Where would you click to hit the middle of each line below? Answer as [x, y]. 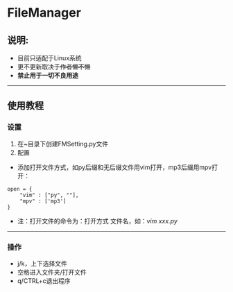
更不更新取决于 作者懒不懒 [54, 67]
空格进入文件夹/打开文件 [52, 272]
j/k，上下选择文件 [42, 263]
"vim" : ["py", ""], [49, 195]
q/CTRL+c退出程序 [44, 281]
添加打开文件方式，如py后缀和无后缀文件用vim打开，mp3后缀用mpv [114, 167]
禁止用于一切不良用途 [48, 75]
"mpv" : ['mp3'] [43, 201]
